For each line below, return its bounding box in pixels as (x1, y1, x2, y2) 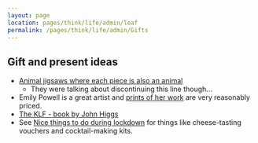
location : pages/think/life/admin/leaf (7, 19, 138, 27)
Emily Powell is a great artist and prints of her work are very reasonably (18, 93, 251, 102)
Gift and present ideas (7, 55, 119, 68)
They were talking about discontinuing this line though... (30, 84, 213, 94)
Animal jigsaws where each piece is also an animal (18, 76, 183, 86)
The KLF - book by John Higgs (18, 109, 119, 119)
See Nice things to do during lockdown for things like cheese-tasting (18, 118, 241, 127)
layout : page (7, 11, 50, 20)
